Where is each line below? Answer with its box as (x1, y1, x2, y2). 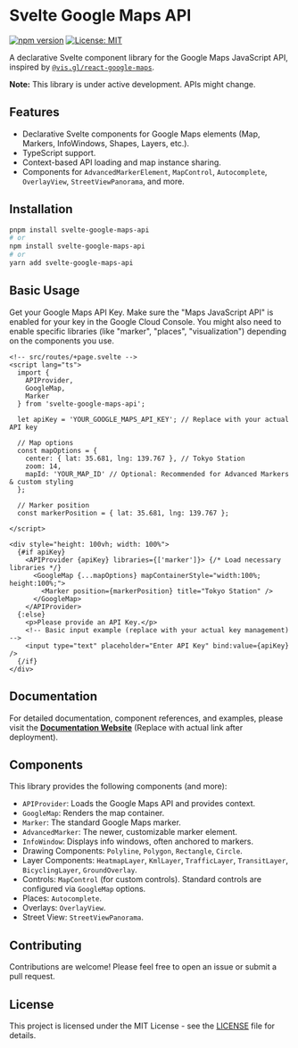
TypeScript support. (21, 147, 96, 158)
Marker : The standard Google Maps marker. (21, 817, 181, 828)
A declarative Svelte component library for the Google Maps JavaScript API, (9, 52, 288, 62)
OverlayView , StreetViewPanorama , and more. (21, 176, 185, 186)
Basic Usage (9, 283, 80, 299)
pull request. (9, 971, 55, 982)
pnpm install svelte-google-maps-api (9, 225, 150, 235)
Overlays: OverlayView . (21, 903, 106, 913)
